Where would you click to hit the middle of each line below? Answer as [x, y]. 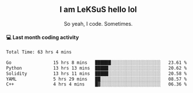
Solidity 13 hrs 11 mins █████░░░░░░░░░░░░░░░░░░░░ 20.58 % [96, 73]
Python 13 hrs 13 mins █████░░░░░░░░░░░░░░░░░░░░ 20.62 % [96, 68]
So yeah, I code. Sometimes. [98, 23]
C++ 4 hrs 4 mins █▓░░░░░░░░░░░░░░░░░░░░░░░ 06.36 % [96, 84]
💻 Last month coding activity [42, 37]
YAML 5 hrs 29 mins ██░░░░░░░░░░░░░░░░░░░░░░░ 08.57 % [96, 79]
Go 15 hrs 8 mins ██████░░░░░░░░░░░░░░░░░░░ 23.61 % [96, 63]
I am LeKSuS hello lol [98, 10]
